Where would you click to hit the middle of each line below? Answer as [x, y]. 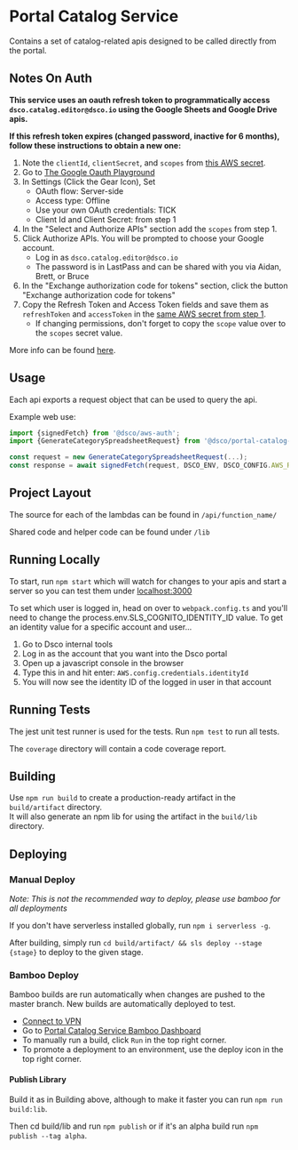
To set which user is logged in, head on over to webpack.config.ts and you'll [149, 607]
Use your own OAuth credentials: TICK [106, 210]
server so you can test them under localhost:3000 [101, 591]
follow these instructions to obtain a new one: [95, 145]
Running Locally [55, 560]
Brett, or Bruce [62, 276]
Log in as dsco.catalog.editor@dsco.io [107, 257]
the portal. [28, 50]
